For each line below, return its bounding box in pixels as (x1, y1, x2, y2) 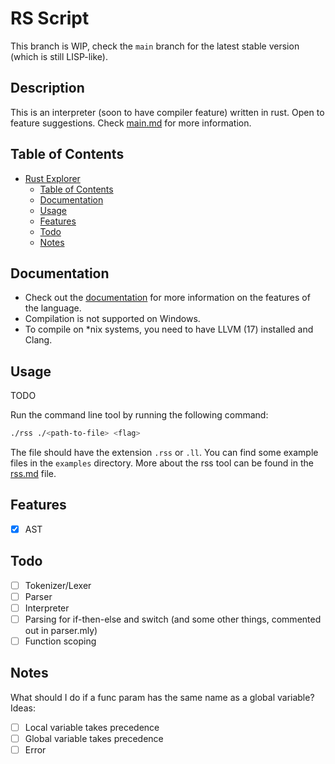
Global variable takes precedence (24, 732, 164, 744)
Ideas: (10, 702, 36, 714)
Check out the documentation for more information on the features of (24, 292, 311, 304)
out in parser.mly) (24, 625, 98, 636)
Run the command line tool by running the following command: (10, 409, 269, 421)
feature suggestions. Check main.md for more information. (10, 117, 252, 129)
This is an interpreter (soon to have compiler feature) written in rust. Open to (10, 106, 325, 118)
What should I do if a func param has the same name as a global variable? (10, 691, 315, 703)
